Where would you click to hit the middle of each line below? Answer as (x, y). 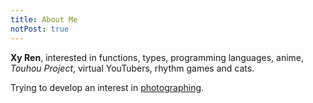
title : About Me (44, 19)
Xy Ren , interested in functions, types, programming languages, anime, (157, 57)
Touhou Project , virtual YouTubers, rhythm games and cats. (132, 68)
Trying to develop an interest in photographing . (107, 87)
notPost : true (40, 29)
